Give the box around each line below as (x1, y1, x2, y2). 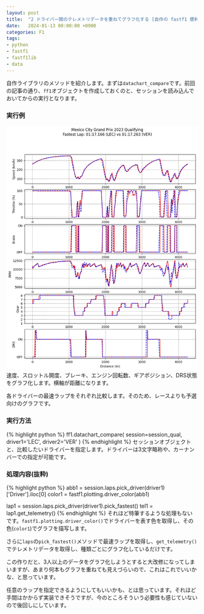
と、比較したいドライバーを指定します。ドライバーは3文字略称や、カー (6, 446, 184, 453)
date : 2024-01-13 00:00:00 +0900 (6, 22, 97, 29)
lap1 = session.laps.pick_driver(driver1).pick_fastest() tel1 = (6, 502, 154, 510)
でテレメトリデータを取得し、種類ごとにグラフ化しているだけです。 (6, 545, 176, 553)
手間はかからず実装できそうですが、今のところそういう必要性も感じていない (6, 594, 198, 601)
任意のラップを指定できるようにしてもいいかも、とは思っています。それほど (6, 587, 196, 594)
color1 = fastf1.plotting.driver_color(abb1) (47, 491, 150, 498)
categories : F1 (6, 29, 45, 35)
